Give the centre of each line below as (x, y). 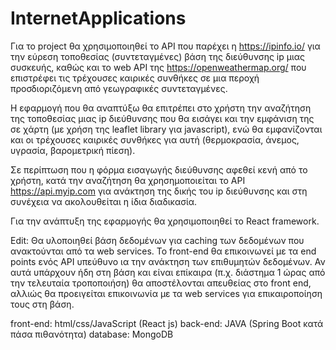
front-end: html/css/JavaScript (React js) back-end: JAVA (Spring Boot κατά (167, 323)
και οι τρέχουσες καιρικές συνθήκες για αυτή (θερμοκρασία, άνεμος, (155, 139)
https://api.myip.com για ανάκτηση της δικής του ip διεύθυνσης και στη (159, 191)
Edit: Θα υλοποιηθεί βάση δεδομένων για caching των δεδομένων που (157, 240)
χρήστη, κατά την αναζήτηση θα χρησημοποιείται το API (128, 180)
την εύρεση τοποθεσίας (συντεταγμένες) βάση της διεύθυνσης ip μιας (158, 56)
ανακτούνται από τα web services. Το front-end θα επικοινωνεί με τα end (163, 251)
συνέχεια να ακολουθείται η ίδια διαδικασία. (104, 201)
